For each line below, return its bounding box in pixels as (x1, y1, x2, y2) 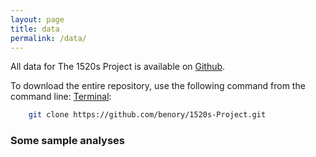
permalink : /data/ (10, 33, 87, 43)
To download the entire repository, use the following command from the (10, 80, 306, 92)
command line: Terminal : (10, 91, 112, 103)
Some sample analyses (10, 134, 125, 148)
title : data (10, 24, 60, 34)
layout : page (10, 14, 65, 25)
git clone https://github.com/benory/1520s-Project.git (28, 110, 267, 120)
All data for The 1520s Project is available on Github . (10, 61, 226, 73)
